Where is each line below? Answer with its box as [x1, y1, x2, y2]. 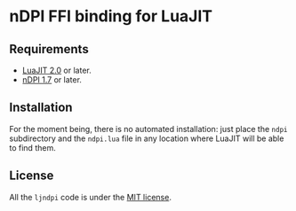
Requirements [9, 42, 89, 57]
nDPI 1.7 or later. [21, 74, 83, 85]
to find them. [9, 142, 56, 152]
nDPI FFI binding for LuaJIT [9, 6, 213, 27]
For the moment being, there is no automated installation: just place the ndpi [9, 123, 288, 134]
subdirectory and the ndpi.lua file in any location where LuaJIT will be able [9, 133, 284, 144]
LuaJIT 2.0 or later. [21, 65, 92, 75]
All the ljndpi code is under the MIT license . [9, 191, 172, 202]
